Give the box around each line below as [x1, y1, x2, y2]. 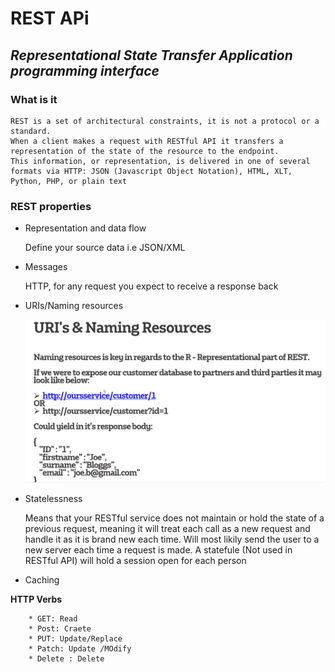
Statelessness [24, 492, 83, 504]
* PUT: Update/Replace [28, 633, 123, 644]
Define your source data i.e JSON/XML [24, 242, 186, 254]
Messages [24, 261, 68, 273]
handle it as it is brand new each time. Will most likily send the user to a [24, 533, 320, 545]
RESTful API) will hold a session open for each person [24, 554, 247, 566]
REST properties [10, 199, 92, 213]
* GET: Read [28, 613, 78, 624]
